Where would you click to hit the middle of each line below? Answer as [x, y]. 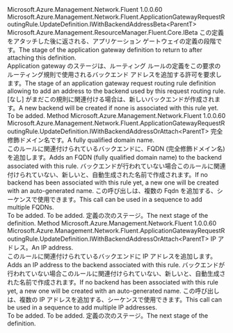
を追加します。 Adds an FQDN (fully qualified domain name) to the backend [115, 157]
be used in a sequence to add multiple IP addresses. [82, 307]
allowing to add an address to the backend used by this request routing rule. [116, 91]
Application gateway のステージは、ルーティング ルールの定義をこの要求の [114, 66]
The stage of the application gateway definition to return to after [111, 50]
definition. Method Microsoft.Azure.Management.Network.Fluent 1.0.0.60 [112, 223]
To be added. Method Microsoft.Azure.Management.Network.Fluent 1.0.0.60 [116, 116]
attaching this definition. [42, 58]
